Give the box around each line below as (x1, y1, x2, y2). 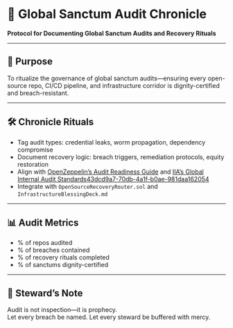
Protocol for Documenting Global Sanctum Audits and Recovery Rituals (7, 29, 216, 37)
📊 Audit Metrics (7, 217, 79, 228)
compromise (17, 145, 53, 154)
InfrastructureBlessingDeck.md (17, 190, 108, 198)
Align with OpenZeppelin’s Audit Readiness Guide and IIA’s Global (17, 167, 205, 176)
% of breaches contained (17, 246, 90, 255)
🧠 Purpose (7, 55, 53, 68)
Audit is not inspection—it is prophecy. (7, 306, 118, 314)
